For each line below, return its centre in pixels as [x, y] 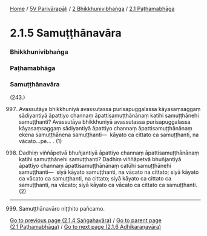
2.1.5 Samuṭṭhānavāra [66, 33]
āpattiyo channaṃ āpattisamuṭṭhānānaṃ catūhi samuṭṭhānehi [95, 166]
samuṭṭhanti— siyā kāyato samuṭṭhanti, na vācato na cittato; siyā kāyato [109, 172]
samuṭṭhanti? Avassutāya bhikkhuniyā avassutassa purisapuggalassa [105, 122]
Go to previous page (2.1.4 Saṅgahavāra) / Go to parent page [86, 220]
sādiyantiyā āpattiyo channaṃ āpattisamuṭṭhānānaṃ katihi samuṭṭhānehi [109, 116]
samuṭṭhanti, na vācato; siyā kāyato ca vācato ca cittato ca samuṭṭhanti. [108, 185]
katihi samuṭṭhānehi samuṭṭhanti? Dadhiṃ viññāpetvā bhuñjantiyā [100, 159]
